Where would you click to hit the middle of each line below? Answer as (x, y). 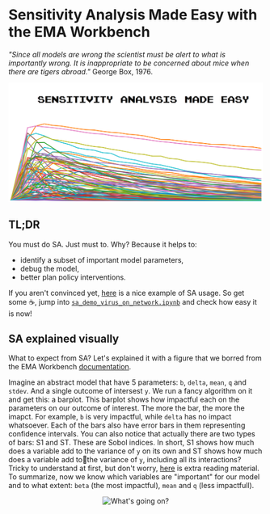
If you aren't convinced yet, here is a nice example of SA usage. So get (127, 293)
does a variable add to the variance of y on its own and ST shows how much (135, 451)
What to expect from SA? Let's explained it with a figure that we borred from (135, 358)
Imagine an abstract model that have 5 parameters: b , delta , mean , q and (127, 382)
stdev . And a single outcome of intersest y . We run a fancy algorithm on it (131, 391)
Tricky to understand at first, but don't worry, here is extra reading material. (134, 468)
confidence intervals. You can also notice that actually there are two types (132, 434)
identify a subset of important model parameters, (102, 259)
